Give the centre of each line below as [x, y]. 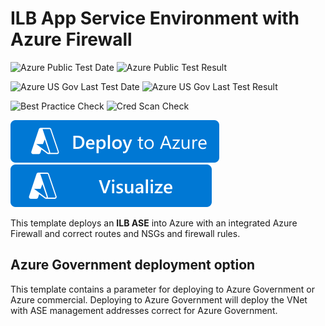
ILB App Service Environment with [155, 18]
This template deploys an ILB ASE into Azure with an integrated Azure [154, 223]
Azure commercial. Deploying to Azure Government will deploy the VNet [159, 299]
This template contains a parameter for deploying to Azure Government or [162, 289]
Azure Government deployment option [133, 265]
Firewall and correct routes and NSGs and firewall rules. [125, 233]
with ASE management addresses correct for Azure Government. [144, 310]
